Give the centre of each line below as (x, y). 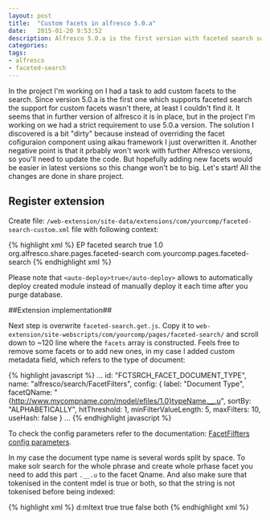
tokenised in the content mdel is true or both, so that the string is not (122, 483)
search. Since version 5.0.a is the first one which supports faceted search (130, 99)
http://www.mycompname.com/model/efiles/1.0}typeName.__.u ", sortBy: (131, 400)
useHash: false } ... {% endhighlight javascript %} (90, 417)
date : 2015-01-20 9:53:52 (55, 30)
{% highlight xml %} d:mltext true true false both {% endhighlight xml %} (129, 507)
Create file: (27, 221)
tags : (17, 53)
